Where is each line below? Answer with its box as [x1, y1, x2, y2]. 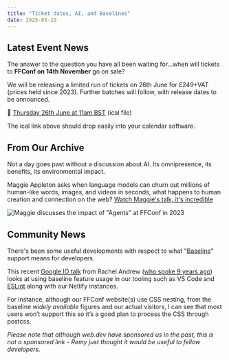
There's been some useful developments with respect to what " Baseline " [7, 247, 214, 255]
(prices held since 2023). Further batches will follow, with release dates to [7, 88, 217, 96]
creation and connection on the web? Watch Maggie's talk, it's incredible [7, 195, 213, 203]
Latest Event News [7, 42, 89, 54]
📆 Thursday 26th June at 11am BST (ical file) [7, 109, 132, 117]
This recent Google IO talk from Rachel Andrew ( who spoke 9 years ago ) [7, 267, 213, 275]
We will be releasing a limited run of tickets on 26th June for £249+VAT [7, 80, 209, 89]
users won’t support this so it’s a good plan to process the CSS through [7, 310, 209, 318]
